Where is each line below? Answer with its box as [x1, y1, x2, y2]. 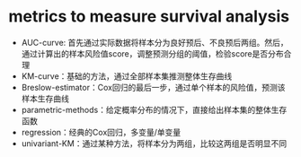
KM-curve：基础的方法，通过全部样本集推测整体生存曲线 [21, 70, 233, 82]
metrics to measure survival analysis [8, 6, 290, 27]
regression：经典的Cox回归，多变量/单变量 [21, 126, 181, 137]
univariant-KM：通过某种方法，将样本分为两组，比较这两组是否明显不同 [21, 137, 288, 149]
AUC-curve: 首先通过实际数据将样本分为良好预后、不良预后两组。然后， [21, 37, 288, 48]
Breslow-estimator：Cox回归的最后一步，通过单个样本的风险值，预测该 [21, 82, 286, 92]
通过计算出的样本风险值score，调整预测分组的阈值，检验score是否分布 [21, 48, 284, 59]
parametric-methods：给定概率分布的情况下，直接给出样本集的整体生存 [21, 104, 288, 115]
